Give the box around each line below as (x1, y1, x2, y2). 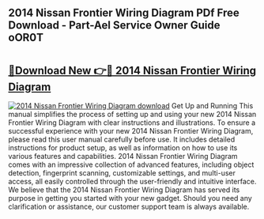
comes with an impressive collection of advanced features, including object (8, 160, 255, 169)
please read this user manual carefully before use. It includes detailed (8, 134, 236, 144)
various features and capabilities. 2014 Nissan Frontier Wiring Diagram (8, 152, 239, 160)
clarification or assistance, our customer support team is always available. (8, 202, 250, 211)
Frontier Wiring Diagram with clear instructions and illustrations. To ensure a (8, 118, 256, 127)
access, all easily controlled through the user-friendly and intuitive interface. (8, 177, 257, 186)
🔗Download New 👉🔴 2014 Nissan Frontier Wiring (8, 63, 257, 77)
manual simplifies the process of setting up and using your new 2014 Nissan (8, 110, 257, 119)
